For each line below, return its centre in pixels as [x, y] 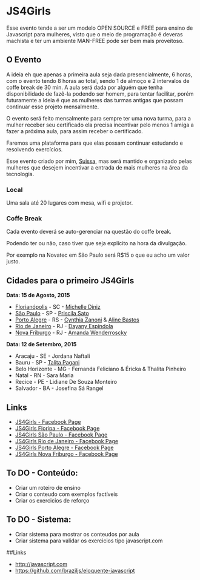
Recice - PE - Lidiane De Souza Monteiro [66, 382]
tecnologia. [20, 174]
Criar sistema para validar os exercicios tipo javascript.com [89, 541]
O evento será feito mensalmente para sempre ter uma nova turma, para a [98, 118]
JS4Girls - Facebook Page [48, 421]
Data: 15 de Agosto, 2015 [38, 295]
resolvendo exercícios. [35, 149]
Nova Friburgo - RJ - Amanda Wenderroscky [71, 333]
